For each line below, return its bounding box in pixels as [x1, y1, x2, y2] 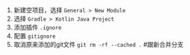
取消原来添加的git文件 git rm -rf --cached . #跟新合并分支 [13, 41, 184, 48]
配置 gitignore [13, 32, 56, 40]
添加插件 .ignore [13, 23, 62, 31]
